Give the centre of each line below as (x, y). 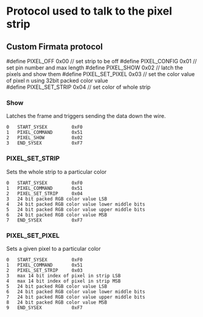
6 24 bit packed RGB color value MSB (57, 215)
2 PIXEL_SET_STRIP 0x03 (45, 270)
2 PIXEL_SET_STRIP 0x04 (45, 193)
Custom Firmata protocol (55, 47)
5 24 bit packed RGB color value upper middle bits (76, 209)
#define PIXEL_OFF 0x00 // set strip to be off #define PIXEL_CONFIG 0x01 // (102, 61)
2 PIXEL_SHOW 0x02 (45, 138)
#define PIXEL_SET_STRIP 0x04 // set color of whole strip (78, 87)
